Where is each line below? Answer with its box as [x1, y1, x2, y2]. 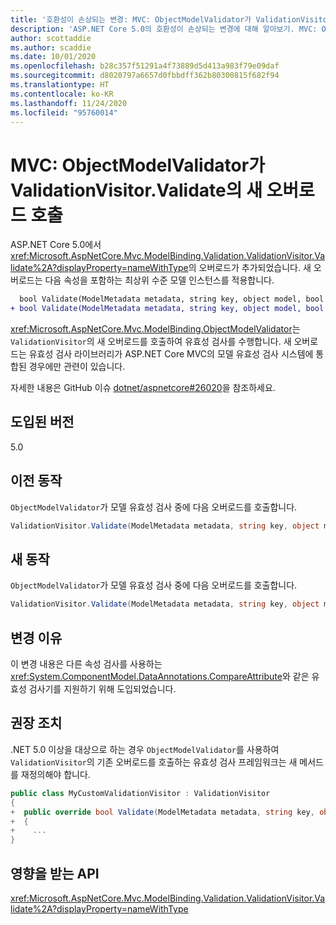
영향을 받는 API [10, 865, 100, 882]
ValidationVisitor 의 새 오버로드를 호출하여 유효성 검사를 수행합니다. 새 [10, 336, 292, 348]
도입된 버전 [10, 414, 75, 431]
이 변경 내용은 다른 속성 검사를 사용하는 [10, 658, 163, 670]
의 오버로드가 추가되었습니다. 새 [188, 262, 312, 274]
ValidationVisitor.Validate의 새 [10, 179, 263, 201]
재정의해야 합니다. [20, 768, 91, 780]
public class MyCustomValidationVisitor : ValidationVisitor [10, 788, 271, 798]
